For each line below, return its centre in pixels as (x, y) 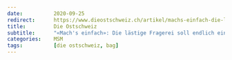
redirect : (21, 20)
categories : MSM (35, 39)
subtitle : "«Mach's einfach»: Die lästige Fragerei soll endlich (111, 33)
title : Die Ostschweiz (52, 26)
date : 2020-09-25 (46, 13)
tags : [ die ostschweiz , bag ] (63, 46)
